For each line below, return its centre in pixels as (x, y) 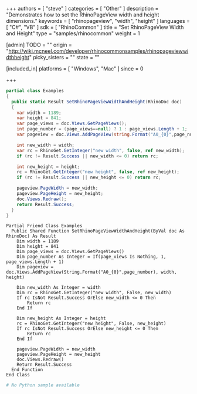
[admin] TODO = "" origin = (39, 45)
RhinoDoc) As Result (31, 236)
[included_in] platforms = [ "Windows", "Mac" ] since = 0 (75, 69)
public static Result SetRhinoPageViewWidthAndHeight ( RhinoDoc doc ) (97, 102)
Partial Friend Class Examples (44, 226)
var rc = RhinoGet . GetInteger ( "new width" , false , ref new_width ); (101, 150)
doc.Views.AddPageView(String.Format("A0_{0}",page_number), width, (91, 272)
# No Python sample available (43, 385)
